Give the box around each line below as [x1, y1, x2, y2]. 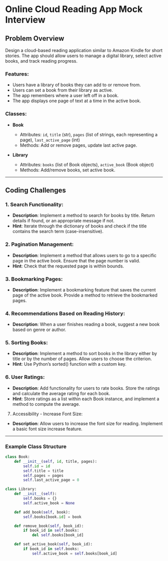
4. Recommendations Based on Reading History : [5, 310, 125, 317]
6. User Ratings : [5, 374, 45, 381]
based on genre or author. [12, 327, 66, 333]
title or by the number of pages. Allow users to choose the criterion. [12, 356, 152, 362]
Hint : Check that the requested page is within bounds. [12, 263, 124, 269]
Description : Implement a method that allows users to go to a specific [12, 252, 156, 258]
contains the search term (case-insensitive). [12, 228, 103, 234]
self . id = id [23, 463, 50, 469]
